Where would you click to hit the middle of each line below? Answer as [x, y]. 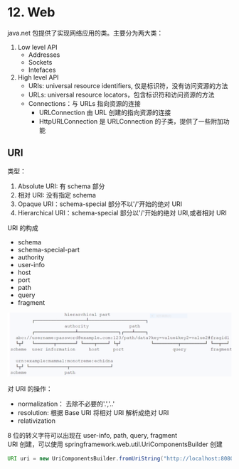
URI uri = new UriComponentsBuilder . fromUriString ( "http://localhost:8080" [122, 459]
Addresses [44, 55]
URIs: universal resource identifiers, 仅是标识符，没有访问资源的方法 [128, 85]
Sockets [40, 62]
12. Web [31, 12]
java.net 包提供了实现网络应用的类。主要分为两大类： [85, 33]
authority [31, 257]
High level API [38, 77]
